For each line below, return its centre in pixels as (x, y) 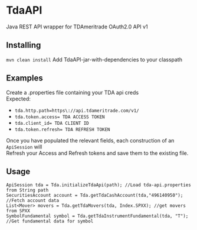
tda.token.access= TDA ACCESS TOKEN (60, 117)
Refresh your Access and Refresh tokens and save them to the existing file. (97, 153)
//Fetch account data (33, 201)
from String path (27, 190)
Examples (24, 78)
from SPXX (18, 211)
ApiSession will (24, 147)
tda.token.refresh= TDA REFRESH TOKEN (62, 129)
